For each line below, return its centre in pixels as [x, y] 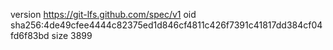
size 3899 [72, 35]
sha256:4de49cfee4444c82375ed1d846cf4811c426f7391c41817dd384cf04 [166, 25]
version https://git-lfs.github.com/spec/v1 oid [103, 14]
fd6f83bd [30, 35]
